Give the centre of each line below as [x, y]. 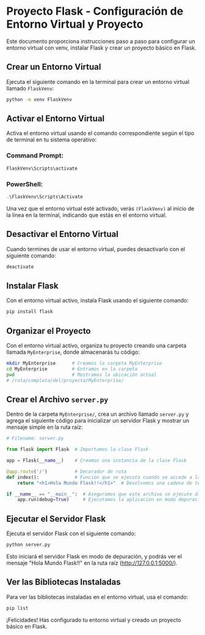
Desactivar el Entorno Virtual [63, 234]
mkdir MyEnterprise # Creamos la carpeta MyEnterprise [85, 363]
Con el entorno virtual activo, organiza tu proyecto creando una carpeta [96, 345]
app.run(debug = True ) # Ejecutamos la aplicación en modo [96, 500]
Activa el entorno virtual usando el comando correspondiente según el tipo [100, 133]
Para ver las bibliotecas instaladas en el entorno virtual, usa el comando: [97, 597]
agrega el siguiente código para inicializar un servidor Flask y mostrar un [98, 421]
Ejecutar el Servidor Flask [56, 519]
